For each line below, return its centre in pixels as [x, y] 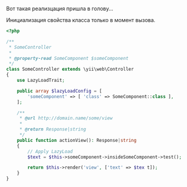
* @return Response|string [53, 129]
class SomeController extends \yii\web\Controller [70, 69]
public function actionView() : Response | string [77, 140]
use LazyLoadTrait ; [41, 80]
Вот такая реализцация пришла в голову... [60, 9]
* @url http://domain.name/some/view [66, 118]
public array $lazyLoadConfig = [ [59, 91]
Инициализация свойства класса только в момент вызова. [81, 20]
